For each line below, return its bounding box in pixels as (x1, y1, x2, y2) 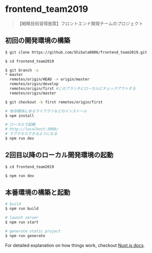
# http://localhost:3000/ (5, 127, 58, 132)
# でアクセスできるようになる (5, 131, 58, 137)
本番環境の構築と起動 (5, 188, 70, 197)
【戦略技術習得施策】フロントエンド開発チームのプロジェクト (17, 20, 144, 26)
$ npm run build (5, 206, 39, 211)
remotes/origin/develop (9, 82, 58, 87)
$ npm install (5, 113, 35, 118)
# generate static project (5, 229, 61, 234)
